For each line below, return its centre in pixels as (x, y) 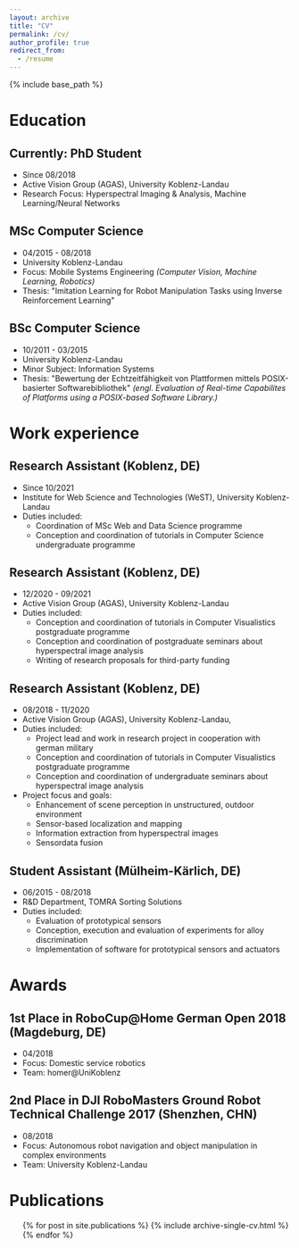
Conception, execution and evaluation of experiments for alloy (150, 930)
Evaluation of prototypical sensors (99, 921)
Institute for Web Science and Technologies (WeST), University (138, 497)
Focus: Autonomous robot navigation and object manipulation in (140, 1145)
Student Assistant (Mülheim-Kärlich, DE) (125, 871)
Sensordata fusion (69, 843)
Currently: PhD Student (76, 153)
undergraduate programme (85, 545)
